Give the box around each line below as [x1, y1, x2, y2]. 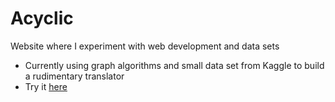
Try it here [24, 80, 68, 92]
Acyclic [10, 7, 74, 30]
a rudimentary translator [24, 70, 125, 82]
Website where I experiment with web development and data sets [10, 40, 280, 52]
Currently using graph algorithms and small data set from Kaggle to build [24, 59, 325, 71]
